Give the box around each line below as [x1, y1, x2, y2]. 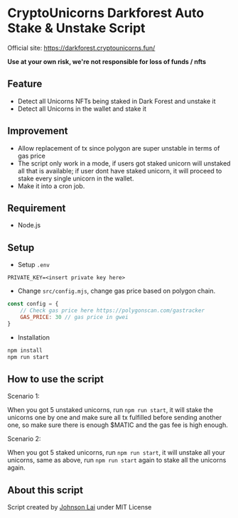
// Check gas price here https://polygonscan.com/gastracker [20, 307, 205, 314]
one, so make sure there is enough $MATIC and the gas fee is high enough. [7, 421, 229, 429]
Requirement [7, 202, 66, 214]
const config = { [7, 301, 59, 308]
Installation [17, 333, 50, 342]
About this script [7, 484, 84, 496]
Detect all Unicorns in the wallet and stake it [17, 104, 147, 113]
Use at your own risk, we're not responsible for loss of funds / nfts [7, 57, 207, 65]
